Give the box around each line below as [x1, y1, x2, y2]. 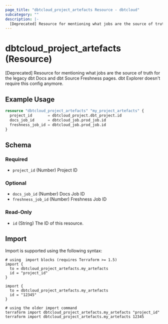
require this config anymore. [5, 80, 63, 86]
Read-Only [5, 208, 32, 215]
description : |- [5, 16, 39, 21]
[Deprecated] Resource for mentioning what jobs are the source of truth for [5, 70, 160, 76]
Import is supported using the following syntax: [5, 248, 102, 254]
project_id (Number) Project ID [12, 167, 77, 173]
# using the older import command [5, 305, 77, 310]
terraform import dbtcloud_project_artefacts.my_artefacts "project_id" [5, 310, 160, 315]
